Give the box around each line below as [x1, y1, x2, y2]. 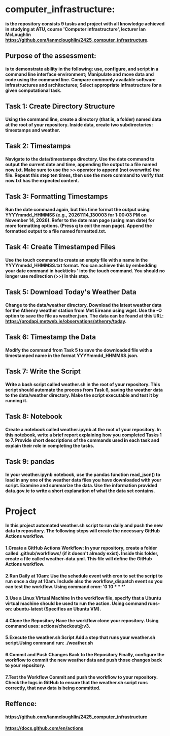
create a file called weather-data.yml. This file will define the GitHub [5, 556, 152, 562]
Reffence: [5, 699, 37, 708]
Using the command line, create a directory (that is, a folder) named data [5, 116, 161, 122]
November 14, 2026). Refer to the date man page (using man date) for [5, 217, 155, 223]
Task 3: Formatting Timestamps [5, 192, 108, 201]
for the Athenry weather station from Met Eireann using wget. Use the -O [5, 307, 162, 313]
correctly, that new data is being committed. [5, 685, 100, 691]
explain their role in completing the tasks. [5, 442, 95, 449]
